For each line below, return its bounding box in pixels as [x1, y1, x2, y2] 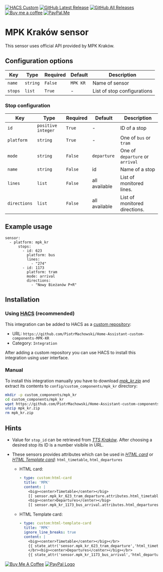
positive [37, 123, 57, 128]
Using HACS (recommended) [5, 310, 75, 317]
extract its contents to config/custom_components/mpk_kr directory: [5, 383, 138, 389]
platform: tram [26, 269, 57, 274]
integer [37, 128, 55, 133]
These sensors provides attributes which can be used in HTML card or [12, 451, 154, 457]
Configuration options [5, 57, 74, 65]
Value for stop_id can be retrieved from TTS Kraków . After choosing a [12, 437, 152, 443]
